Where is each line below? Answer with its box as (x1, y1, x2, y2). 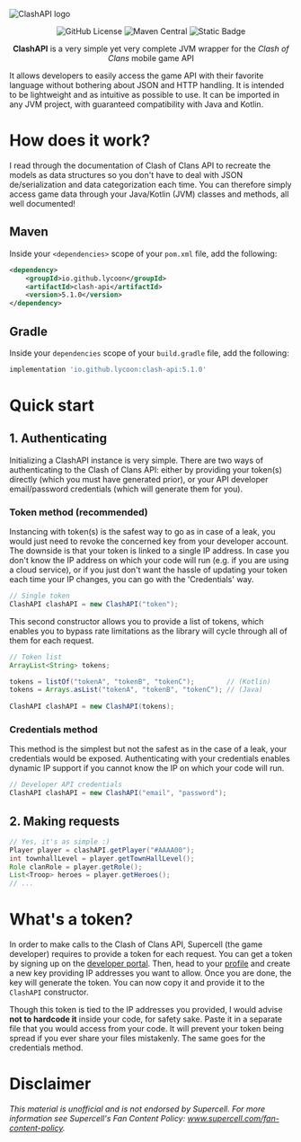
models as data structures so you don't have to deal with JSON (9, 169, 243, 180)
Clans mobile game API (107, 53, 195, 63)
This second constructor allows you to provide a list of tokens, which (9, 615, 264, 626)
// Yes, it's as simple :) (9, 837, 111, 846)
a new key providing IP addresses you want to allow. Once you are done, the (9, 968, 292, 978)
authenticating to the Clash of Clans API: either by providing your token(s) (9, 464, 283, 475)
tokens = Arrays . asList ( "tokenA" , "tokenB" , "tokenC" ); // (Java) (9, 686, 263, 695)
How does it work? (9, 130, 151, 151)
